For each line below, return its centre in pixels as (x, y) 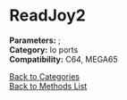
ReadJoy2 (48, 16)
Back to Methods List (48, 86)
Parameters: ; (35, 40)
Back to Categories (45, 76)
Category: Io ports (44, 49)
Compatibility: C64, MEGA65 (63, 59)
